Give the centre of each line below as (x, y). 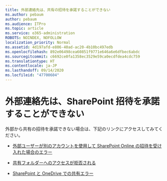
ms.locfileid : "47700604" (32, 75)
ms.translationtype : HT (30, 61)
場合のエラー (39, 152)
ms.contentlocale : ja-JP (31, 66)
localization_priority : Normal (38, 43)
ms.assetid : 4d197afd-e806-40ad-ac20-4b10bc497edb (59, 47)
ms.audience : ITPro (26, 24)
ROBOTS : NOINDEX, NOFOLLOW (33, 38)
